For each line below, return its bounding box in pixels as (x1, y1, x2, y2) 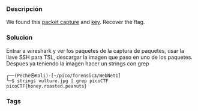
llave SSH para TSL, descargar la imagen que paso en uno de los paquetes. (6, 53, 193, 61)
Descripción (6, 5, 43, 13)
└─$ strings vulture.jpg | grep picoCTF (6, 77, 109, 84)
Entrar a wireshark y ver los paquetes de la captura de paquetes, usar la (6, 47, 185, 54)
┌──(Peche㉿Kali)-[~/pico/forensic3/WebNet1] (6, 73, 121, 79)
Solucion (6, 34, 33, 42)
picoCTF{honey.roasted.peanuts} (6, 83, 87, 89)
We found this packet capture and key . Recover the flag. (6, 19, 145, 26)
